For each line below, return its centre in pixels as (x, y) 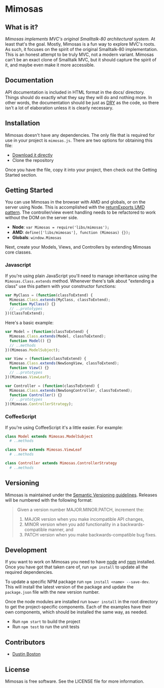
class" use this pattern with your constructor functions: (61, 286)
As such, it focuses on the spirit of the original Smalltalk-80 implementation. (82, 49)
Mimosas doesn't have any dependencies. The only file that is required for (80, 135)
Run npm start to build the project (46, 622)
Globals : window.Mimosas (37, 238)
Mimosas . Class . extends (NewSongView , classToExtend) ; (64, 363)
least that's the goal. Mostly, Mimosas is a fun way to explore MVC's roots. (80, 44)
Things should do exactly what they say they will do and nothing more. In (79, 97)
